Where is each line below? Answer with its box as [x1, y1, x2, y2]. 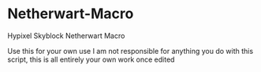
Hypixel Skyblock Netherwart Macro [7, 31, 125, 40]
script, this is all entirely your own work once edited [7, 55, 175, 64]
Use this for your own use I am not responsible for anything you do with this [7, 46, 254, 55]
